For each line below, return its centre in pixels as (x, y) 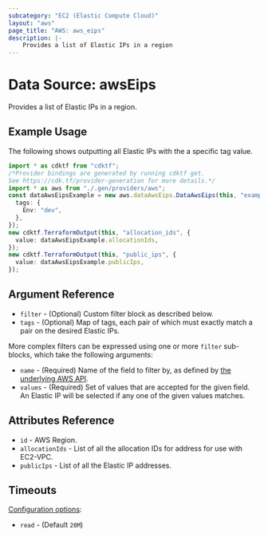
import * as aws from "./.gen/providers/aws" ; (87, 188)
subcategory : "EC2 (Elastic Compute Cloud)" (83, 16)
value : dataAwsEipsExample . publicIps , (80, 263)
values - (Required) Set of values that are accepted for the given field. (135, 387)
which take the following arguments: (93, 354)
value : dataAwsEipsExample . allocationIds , (87, 240)
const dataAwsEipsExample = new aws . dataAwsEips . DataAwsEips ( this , (123, 195)
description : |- (35, 38)
